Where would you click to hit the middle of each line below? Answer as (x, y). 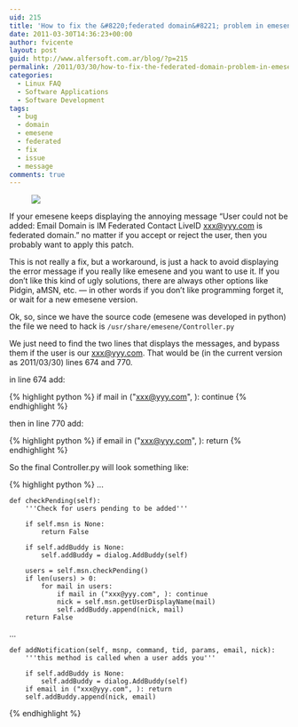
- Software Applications (63, 92)
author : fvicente (41, 42)
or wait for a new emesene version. (74, 300)
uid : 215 (25, 17)
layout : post (33, 51)
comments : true (37, 174)
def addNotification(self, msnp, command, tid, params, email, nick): (142, 651)
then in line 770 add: (47, 424)
